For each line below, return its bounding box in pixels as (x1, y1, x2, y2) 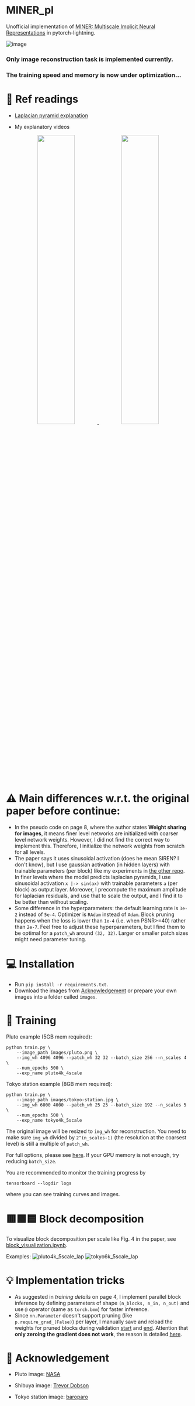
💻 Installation (6, 957, 75, 971)
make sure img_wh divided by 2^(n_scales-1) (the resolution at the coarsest (6, 1133, 187, 1141)
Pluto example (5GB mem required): (6, 1033, 92, 1040)
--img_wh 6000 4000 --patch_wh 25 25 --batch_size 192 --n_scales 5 (16, 1102, 187, 1108)
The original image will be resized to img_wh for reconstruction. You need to (6, 1128, 187, 1135)
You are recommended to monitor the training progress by (6, 1169, 146, 1176)
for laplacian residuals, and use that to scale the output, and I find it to (14, 892, 183, 899)
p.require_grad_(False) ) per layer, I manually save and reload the (14, 1318, 173, 1325)
